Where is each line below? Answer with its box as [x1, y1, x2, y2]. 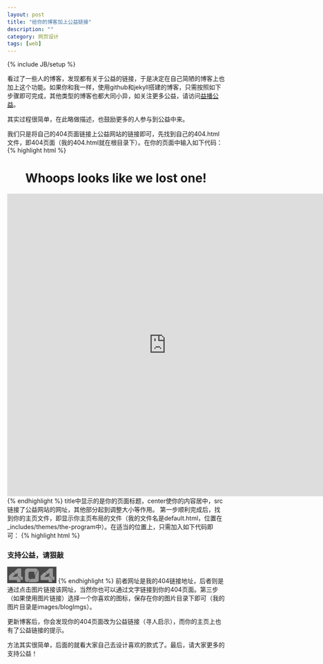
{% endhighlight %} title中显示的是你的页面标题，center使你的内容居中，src [7, 497, 223, 505]
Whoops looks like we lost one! [25, 170, 207, 186]
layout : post [7, 11, 45, 18]
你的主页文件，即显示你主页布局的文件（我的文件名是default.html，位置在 [12, 514, 223, 522]
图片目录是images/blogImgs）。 [7, 602, 96, 611]
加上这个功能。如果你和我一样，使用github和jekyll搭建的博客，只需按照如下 [7, 83, 222, 91]
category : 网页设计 [7, 33, 59, 40]
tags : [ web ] [7, 40, 41, 48]
